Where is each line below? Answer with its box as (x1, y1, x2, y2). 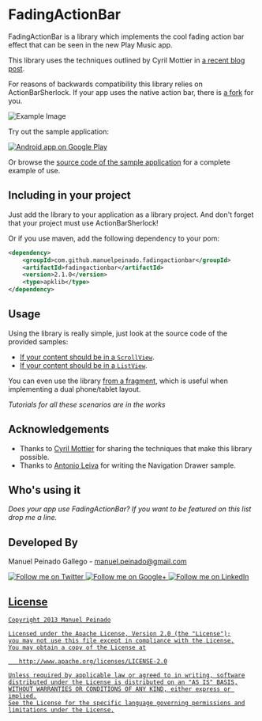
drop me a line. (8, 513, 58, 522)
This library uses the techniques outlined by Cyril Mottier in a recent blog (8, 55, 245, 65)
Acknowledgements (8, 423, 110, 436)
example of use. (8, 165, 61, 175)
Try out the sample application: (8, 127, 109, 136)
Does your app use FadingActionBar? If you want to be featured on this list (8, 504, 252, 514)
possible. (19, 452, 50, 461)
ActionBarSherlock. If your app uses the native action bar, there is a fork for (8, 87, 254, 97)
